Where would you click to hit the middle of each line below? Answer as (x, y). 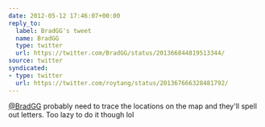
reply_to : (25, 23)
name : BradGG (37, 38)
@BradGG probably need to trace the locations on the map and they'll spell (133, 106)
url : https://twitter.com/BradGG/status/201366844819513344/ (120, 53)
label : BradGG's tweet (54, 31)
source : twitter (35, 61)
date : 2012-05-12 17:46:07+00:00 (64, 16)
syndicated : (28, 68)
